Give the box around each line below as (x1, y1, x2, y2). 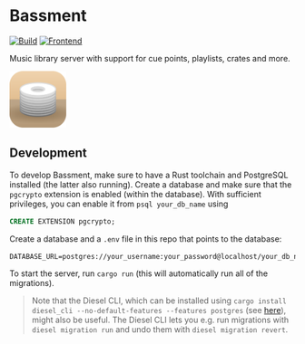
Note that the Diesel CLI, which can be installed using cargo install (31, 295, 288, 306)
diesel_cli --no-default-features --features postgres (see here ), (31, 304, 287, 315)
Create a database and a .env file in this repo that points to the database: (9, 233, 282, 244)
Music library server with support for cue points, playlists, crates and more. (9, 53, 290, 63)
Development (9, 146, 88, 161)
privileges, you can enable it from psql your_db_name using (9, 198, 229, 209)
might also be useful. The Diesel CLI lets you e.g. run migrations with (31, 314, 290, 325)
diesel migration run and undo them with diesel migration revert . (31, 323, 289, 335)
